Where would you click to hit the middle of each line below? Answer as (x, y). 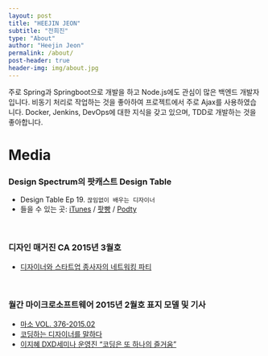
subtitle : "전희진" (38, 31)
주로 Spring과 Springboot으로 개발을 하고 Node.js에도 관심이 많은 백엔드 (123, 92)
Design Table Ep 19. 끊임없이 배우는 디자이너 (87, 200)
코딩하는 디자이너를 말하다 (61, 333)
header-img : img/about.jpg (54, 68)
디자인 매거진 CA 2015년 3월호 (65, 248)
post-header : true (39, 61)
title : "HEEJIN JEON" (45, 23)
